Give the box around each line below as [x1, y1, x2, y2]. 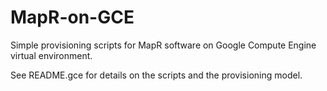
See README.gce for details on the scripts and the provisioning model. [10, 69, 303, 81]
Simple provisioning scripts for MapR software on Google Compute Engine [10, 39, 317, 51]
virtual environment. [10, 49, 93, 61]
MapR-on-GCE [10, 6, 135, 29]
